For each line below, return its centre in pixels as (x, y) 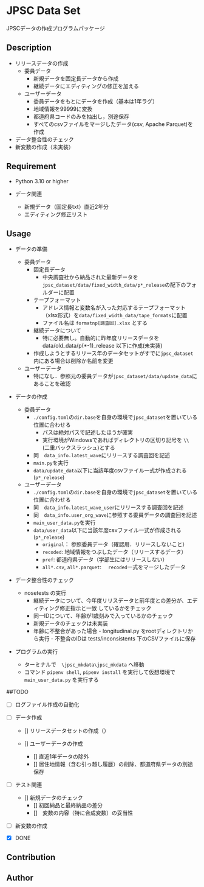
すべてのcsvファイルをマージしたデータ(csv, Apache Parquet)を (113, 124)
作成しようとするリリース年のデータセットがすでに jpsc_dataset (113, 353)
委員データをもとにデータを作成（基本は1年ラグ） (95, 101)
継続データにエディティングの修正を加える (86, 86)
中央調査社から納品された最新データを (90, 277)
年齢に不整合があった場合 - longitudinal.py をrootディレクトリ (110, 631)
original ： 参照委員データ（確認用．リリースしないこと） (115, 544)
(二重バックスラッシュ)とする (79, 447)
